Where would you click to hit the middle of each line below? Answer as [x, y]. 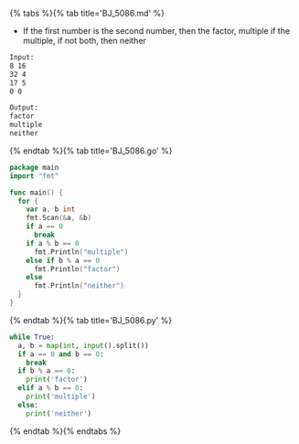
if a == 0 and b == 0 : [61, 354]
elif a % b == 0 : [51, 388]
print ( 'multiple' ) [61, 396]
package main [34, 167]
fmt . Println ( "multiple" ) [81, 252]
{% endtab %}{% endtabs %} [65, 431]
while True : [32, 337]
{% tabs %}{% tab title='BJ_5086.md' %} [87, 13]
